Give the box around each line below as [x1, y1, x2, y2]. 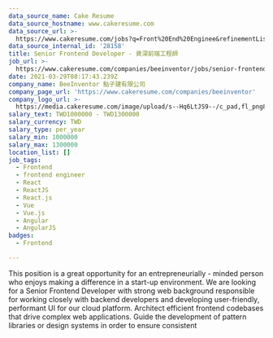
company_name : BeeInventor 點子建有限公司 [8, 80, 146, 88]
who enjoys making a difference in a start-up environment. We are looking [8, 277, 257, 287]
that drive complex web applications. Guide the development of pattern [8, 311, 247, 322]
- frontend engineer [15, 171, 85, 179]
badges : [8, 231, 35, 240]
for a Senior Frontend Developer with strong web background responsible [8, 286, 255, 296]
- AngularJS [15, 224, 57, 232]
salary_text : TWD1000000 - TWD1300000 [8, 111, 140, 119]
